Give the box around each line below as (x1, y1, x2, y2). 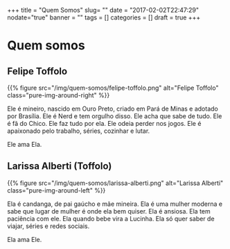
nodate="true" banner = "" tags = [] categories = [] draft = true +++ (7, 13, 201, 22)
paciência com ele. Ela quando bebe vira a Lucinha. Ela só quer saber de (7, 214, 215, 223)
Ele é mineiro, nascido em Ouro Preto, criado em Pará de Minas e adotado (7, 104, 218, 113)
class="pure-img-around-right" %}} (7, 91, 110, 99)
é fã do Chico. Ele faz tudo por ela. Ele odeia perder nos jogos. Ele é (7, 120, 202, 127)
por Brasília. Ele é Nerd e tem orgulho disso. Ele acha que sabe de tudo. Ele (7, 112, 222, 120)
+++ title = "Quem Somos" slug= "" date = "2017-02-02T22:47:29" (7, 6, 200, 14)
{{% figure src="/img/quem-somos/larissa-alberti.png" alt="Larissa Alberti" (7, 179, 224, 187)
